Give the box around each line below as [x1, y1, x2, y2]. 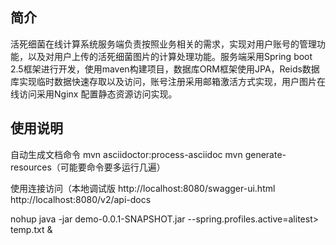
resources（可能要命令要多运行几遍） [10, 161, 166, 173]
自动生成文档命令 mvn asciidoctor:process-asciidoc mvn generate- [10, 148, 287, 160]
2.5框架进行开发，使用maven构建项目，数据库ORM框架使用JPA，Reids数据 [10, 63, 320, 75]
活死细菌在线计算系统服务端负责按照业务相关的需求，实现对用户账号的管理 [10, 38, 317, 50]
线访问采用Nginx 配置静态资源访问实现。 [10, 88, 178, 100]
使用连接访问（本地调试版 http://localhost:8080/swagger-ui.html [10, 182, 276, 194]
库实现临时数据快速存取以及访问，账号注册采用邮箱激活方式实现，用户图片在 [10, 75, 326, 87]
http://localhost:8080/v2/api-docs [10, 193, 152, 205]
